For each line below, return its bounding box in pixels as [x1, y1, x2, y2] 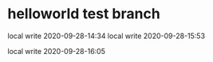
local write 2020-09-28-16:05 [7, 46, 105, 56]
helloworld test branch [7, 5, 160, 23]
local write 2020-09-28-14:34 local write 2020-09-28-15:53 [7, 31, 205, 41]
